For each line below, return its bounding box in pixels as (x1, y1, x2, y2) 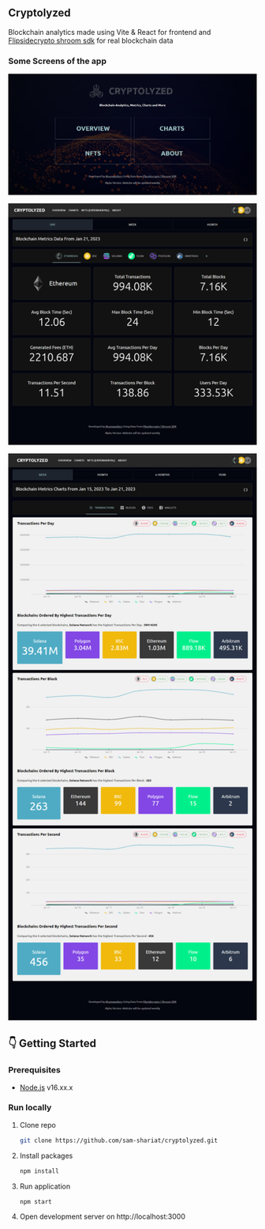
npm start (19, 1197, 53, 1205)
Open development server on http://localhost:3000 (19, 1212, 185, 1221)
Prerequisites (8, 1065, 61, 1076)
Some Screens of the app (8, 55, 106, 66)
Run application (19, 1182, 71, 1191)
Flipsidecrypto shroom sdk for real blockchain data (8, 36, 174, 45)
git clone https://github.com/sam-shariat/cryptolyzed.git (19, 1136, 218, 1144)
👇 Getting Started (8, 1037, 97, 1050)
